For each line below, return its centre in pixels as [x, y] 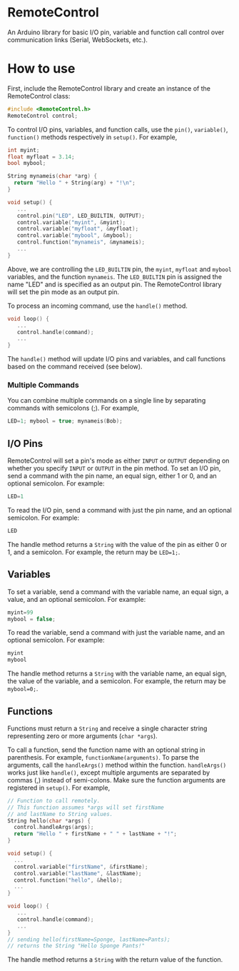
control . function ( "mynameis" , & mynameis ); [81, 242]
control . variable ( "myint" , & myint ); [71, 222]
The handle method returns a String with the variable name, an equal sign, [117, 674]
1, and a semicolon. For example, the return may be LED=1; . [94, 552]
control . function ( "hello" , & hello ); [68, 880]
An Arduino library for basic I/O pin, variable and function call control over [116, 32]
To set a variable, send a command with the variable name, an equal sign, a [118, 592]
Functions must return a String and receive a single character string [107, 728]
